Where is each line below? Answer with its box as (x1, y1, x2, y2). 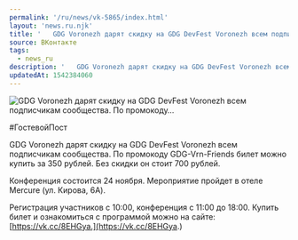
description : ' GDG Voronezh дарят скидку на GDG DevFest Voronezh (9, 63, 272, 72)
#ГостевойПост (9, 122, 68, 132)
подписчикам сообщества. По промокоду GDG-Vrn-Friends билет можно (9, 148, 286, 159)
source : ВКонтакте (9, 37, 77, 47)
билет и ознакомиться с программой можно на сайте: (9, 211, 216, 222)
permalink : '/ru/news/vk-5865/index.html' (9, 12, 169, 22)
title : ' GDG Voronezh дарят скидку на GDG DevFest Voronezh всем (9, 29, 268, 38)
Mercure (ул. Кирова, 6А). (9, 184, 106, 196)
